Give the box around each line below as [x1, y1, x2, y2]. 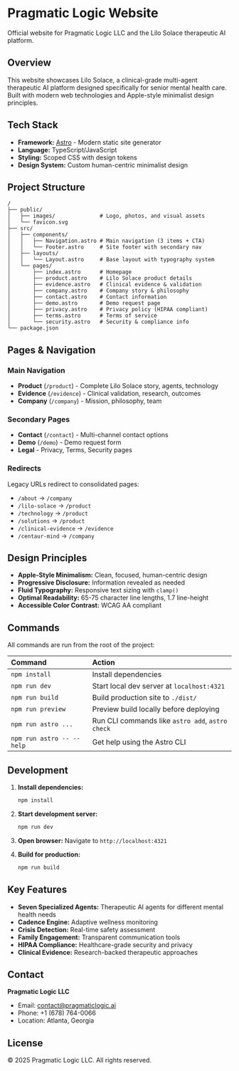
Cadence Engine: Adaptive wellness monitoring [17, 917, 159, 926]
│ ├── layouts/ [7, 250, 59, 257]
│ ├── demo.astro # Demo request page [7, 300, 161, 307]
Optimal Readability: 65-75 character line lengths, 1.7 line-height [17, 593, 208, 602]
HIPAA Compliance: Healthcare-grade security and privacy [17, 940, 193, 949]
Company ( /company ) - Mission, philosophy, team [17, 397, 162, 405]
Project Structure [7, 181, 85, 193]
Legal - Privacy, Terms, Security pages [17, 446, 133, 454]
